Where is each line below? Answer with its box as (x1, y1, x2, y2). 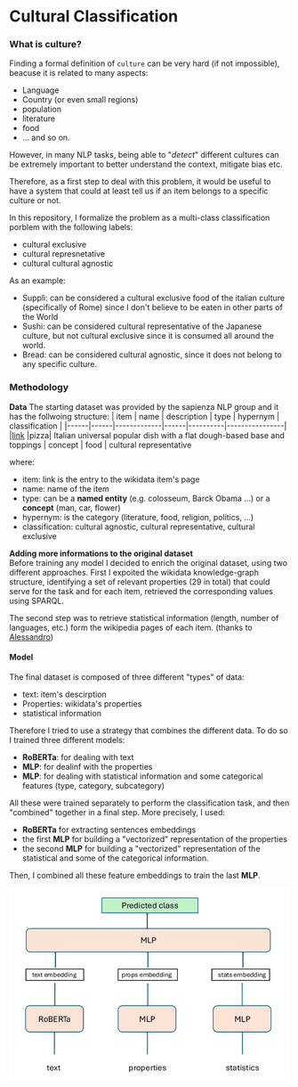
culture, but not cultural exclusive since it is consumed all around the (21, 331, 274, 341)
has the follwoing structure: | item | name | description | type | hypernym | (9, 411, 280, 421)
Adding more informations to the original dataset (9, 548, 194, 559)
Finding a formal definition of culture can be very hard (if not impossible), (9, 58, 280, 69)
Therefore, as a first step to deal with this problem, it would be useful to (9, 176, 271, 187)
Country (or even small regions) (21, 94, 139, 105)
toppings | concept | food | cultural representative (9, 439, 192, 450)
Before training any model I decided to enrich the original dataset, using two (9, 557, 287, 568)
